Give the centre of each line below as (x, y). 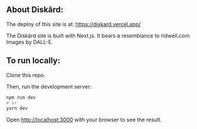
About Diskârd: (35, 10)
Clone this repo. (26, 75)
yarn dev (17, 108)
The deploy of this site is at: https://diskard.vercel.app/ (74, 24)
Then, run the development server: (49, 86)
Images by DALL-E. (30, 42)
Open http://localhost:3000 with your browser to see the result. (84, 120)
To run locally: (33, 61)
